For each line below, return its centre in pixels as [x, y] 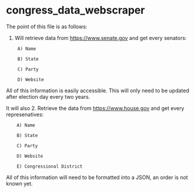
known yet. [20, 184]
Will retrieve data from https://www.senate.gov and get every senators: [100, 38]
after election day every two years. [48, 96]
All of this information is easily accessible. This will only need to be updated [98, 90]
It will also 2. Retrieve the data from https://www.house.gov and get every [95, 108]
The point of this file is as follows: [47, 26]
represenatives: [25, 114]
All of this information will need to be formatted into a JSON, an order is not [97, 177]
